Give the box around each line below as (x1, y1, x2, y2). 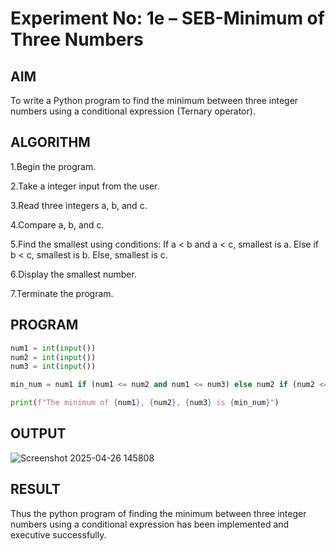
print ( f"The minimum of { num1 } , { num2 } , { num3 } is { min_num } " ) (10, 398, 280, 408)
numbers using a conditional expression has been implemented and (10, 518, 290, 530)
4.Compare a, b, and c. (10, 218, 105, 231)
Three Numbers (10, 28, 144, 51)
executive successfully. (10, 528, 107, 541)
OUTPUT (10, 425, 67, 442)
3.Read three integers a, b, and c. (10, 199, 148, 211)
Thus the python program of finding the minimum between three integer (10, 507, 307, 519)
